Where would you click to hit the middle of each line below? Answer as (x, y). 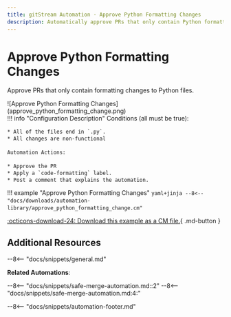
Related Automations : (39, 273)
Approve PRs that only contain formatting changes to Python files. (101, 90)
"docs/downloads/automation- (49, 201)
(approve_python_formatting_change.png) (67, 111)
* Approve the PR (32, 166)
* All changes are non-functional (57, 139)
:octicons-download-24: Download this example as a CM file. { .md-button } (114, 221)
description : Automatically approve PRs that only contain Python (104, 22)
